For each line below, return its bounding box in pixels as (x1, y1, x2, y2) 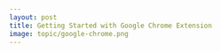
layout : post (9, 12, 58, 22)
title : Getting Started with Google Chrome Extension (9, 21, 213, 30)
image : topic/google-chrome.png (9, 29, 129, 38)
